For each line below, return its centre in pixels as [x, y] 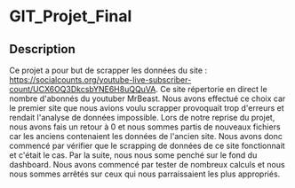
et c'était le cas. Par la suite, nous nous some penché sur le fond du [133, 155]
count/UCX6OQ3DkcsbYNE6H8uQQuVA [83, 89]
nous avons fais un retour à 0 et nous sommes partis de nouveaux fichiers [145, 127]
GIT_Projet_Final [71, 16]
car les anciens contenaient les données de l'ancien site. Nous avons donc [146, 136]
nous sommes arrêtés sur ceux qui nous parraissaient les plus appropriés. [145, 174]
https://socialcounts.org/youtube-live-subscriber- [100, 80]
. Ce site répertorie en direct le [211, 89]
